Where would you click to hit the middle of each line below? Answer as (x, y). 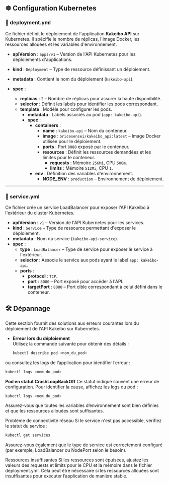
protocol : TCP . (43, 276)
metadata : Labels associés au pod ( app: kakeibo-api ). (85, 114)
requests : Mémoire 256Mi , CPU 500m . (89, 163)
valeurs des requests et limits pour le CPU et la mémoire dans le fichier (79, 465)
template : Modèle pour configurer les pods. (66, 109)
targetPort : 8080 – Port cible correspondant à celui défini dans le (95, 287)
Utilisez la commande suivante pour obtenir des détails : (71, 343)
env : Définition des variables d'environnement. (84, 173)
